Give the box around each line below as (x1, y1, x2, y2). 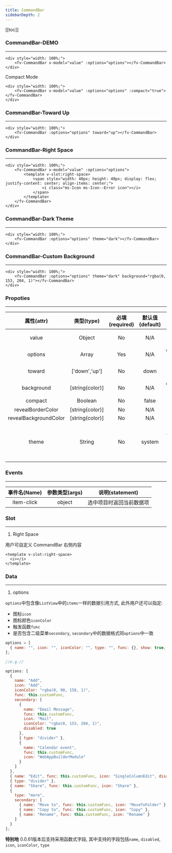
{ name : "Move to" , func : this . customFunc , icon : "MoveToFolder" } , (18, 803, 168, 808)
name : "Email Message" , (24, 706, 74, 712)
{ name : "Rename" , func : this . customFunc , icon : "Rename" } (18, 812, 150, 817)
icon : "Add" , (14, 683, 42, 688)
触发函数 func (12, 624, 40, 630)
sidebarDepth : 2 (5, 12, 40, 17)
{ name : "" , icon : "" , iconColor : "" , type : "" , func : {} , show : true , (10, 645, 166, 650)
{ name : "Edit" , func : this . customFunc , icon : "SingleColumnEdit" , (10, 773, 157, 779)
